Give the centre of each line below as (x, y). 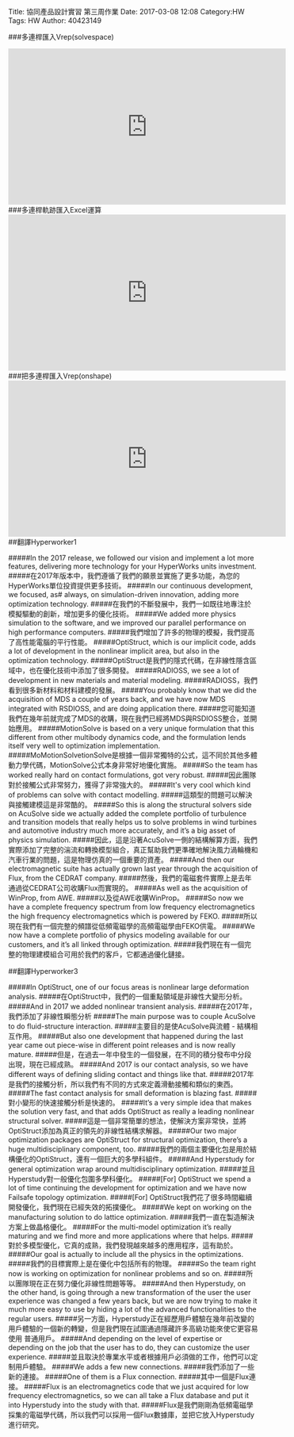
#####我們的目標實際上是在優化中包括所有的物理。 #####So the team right (132, 1264)
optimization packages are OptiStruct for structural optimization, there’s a (128, 1140)
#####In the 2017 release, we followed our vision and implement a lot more (131, 558)
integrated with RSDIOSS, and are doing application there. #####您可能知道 (132, 709)
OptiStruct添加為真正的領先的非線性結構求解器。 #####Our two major (122, 1131)
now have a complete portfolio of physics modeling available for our (119, 935)
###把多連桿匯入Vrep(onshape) (60, 376)
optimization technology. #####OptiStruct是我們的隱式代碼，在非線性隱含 (129, 660)
